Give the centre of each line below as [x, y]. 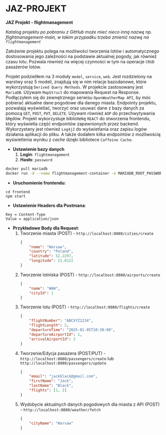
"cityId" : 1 [41, 293]
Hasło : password [36, 159]
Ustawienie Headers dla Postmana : [49, 205]
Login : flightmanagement [45, 154]
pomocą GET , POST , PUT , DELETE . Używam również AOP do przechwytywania [80, 113]
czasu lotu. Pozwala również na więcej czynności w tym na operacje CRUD [80, 61]
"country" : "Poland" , [51, 251]
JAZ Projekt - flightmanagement [39, 22]
